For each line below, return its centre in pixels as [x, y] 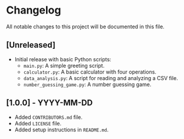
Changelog [34, 10]
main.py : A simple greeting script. [64, 65]
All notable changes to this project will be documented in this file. [86, 27]
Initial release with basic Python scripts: [63, 59]
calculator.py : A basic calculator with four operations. [90, 72]
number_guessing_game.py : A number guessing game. [87, 84]
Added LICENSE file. [38, 123]
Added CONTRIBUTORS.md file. [48, 117]
